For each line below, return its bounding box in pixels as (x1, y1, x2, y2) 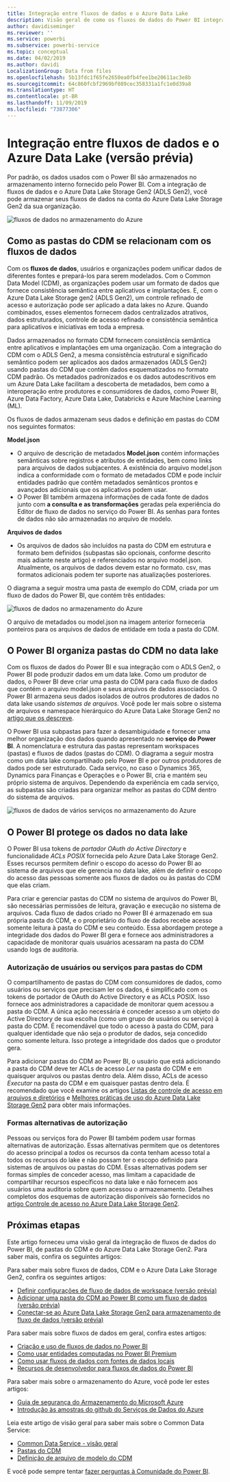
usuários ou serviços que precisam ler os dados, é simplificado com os (7, 985, 208, 993)
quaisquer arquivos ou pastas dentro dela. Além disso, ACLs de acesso (7, 1072, 208, 1080)
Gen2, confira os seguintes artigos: (7, 1272, 107, 1281)
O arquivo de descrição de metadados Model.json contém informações (16, 449, 220, 457)
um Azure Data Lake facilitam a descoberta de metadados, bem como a (7, 379, 209, 388)
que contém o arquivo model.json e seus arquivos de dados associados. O (7, 685, 218, 693)
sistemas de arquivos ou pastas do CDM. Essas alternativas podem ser (7, 1163, 207, 1171)
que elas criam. (7, 881, 51, 890)
